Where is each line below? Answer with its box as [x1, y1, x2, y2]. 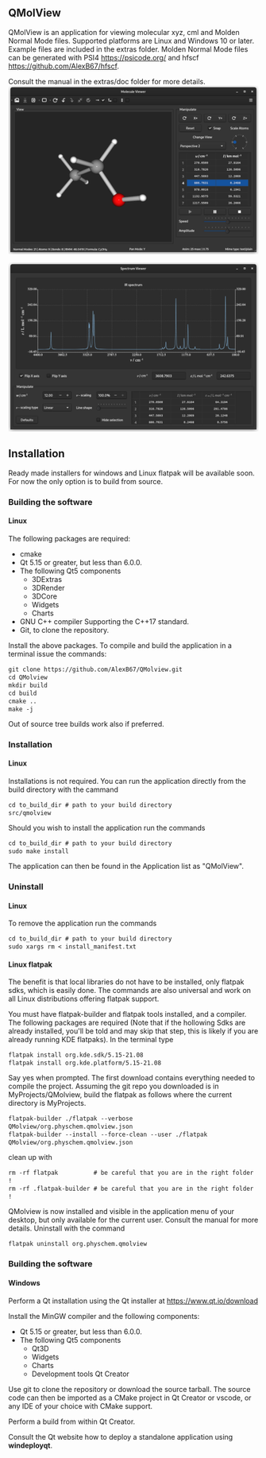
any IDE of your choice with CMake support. [8, 1401, 153, 1410]
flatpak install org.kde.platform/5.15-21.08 [8, 1059, 161, 1068]
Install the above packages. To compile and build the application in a [8, 640, 233, 650]
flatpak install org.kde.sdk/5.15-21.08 [8, 1051, 145, 1060]
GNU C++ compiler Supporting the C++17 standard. [19, 616, 189, 626]
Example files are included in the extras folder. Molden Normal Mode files [8, 44, 249, 54]
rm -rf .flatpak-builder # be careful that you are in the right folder [8, 1185, 254, 1193]
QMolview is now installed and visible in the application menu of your [8, 1207, 234, 1216]
